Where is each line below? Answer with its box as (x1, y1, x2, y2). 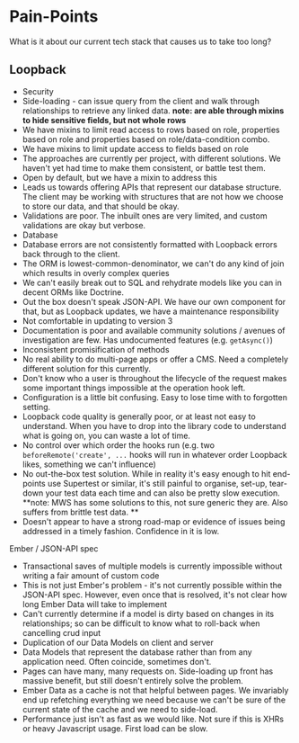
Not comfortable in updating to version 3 (22, 315, 173, 326)
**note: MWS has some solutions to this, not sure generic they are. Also (22, 497, 289, 507)
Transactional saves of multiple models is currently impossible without (22, 560, 283, 571)
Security (22, 85, 54, 96)
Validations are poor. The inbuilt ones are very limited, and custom (22, 210, 268, 221)
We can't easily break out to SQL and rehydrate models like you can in (22, 277, 283, 288)
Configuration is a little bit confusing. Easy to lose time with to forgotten (22, 391, 287, 402)
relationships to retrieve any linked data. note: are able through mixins (22, 105, 285, 116)
